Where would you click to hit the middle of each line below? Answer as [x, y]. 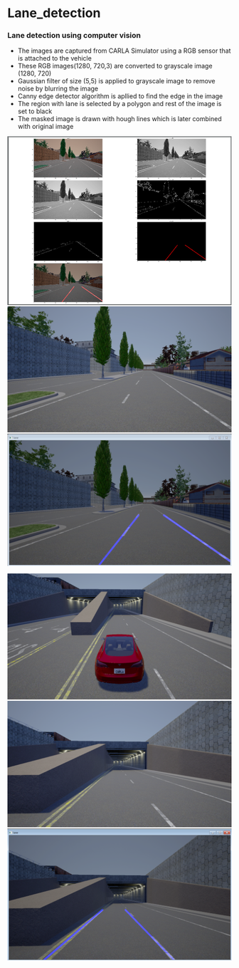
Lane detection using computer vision [74, 36]
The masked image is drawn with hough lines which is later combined [119, 119]
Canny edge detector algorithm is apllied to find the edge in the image [120, 96]
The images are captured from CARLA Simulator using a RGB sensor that [124, 51]
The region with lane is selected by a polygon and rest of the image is [119, 104]
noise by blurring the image [58, 89]
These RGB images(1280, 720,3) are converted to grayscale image [115, 66]
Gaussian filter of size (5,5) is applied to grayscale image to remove [116, 81]
